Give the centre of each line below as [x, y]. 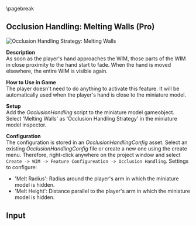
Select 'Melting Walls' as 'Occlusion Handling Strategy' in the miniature [92, 118]
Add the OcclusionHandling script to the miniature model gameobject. [90, 112]
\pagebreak [20, 8]
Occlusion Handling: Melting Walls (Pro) [80, 27]
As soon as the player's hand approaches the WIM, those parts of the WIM [96, 59]
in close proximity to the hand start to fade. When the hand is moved [89, 64]
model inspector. [26, 125]
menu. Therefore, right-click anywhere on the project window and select [93, 155]
